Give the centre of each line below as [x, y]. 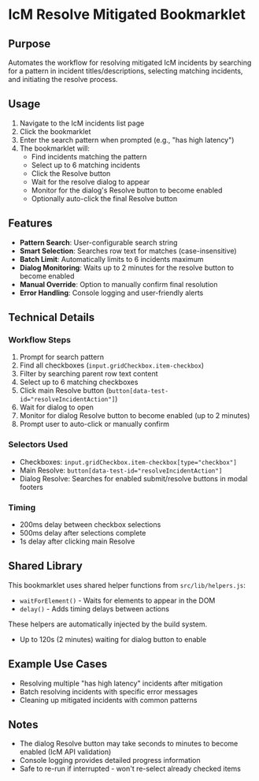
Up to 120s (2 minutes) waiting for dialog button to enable [113, 639]
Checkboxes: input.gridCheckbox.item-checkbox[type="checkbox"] [128, 461]
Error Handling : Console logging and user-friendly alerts [111, 293]
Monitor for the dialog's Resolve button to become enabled [127, 190]
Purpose [30, 44]
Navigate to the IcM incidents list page [82, 123]
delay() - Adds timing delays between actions [94, 608]
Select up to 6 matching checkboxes [79, 382]
